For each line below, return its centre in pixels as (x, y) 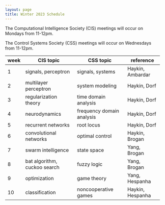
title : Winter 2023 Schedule (35, 14)
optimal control (94, 136)
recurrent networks (47, 125)
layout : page (18, 10)
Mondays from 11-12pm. (29, 33)
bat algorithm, (41, 161)
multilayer (37, 82)
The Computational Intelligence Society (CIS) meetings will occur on (74, 28)
